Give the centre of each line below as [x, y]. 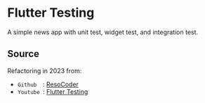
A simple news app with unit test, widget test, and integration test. [103, 32]
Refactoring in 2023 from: [45, 70]
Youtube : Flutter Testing [53, 91]
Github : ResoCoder [48, 84]
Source [24, 54]
